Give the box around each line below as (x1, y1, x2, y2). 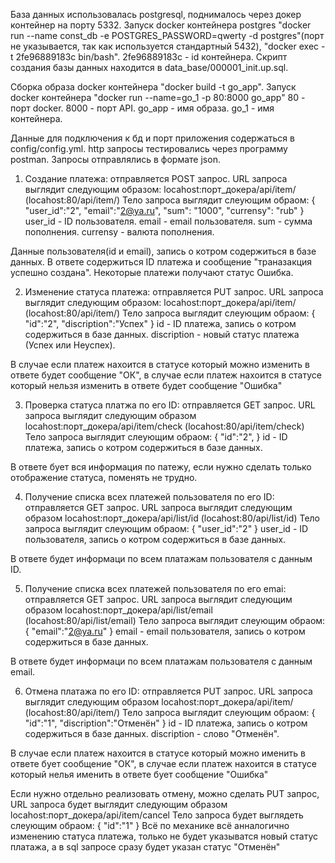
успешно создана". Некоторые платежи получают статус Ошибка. (10, 267, 294, 278)
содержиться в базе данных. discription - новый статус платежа (24, 329, 300, 340)
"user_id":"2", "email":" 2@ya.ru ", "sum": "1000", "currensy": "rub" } (24, 205, 305, 216)
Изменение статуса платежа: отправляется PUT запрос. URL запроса (24, 286, 324, 298)
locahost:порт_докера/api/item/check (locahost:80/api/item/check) (24, 420, 305, 432)
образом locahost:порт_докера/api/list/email (24, 604, 213, 616)
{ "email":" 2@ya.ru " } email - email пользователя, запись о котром (24, 625, 306, 637)
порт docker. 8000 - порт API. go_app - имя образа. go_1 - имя (10, 102, 275, 114)
